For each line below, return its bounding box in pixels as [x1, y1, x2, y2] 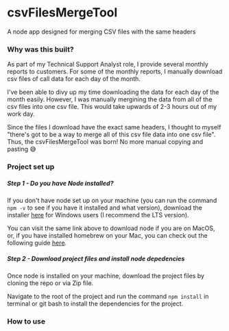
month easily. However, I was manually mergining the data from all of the [7, 95, 213, 103]
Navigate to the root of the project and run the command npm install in [7, 293, 209, 301]
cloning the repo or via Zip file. [7, 279, 94, 287]
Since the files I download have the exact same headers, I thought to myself [7, 123, 221, 132]
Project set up [7, 162, 55, 172]
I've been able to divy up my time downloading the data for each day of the [7, 88, 219, 97]
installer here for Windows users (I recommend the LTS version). [7, 211, 190, 219]
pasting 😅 [7, 145, 36, 154]
